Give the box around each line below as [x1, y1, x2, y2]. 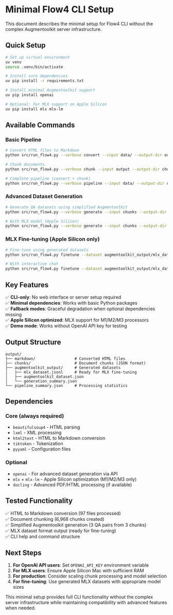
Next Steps [5, 548, 42, 557]
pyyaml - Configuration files [12, 446, 71, 452]
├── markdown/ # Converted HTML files [5, 356, 126, 361]
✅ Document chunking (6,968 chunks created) [5, 516, 105, 522]
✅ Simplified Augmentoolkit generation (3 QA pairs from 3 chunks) [5, 521, 147, 528]
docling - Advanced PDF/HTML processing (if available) [12, 481, 132, 487]
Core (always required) [5, 413, 64, 420]
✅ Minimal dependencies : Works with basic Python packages [5, 300, 137, 306]
